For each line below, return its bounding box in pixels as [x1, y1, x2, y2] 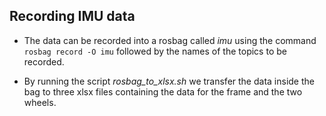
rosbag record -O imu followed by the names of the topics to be [23, 45, 287, 57]
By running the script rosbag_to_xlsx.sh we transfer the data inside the [23, 75, 315, 87]
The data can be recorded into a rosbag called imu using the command [23, 34, 317, 46]
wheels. [23, 96, 57, 108]
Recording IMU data [9, 8, 136, 25]
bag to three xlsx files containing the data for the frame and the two [23, 85, 303, 98]
